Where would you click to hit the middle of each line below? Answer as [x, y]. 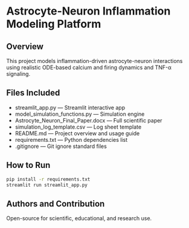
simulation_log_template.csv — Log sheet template [78, 127]
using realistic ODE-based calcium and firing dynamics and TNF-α [89, 67]
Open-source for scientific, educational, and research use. [79, 218]
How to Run [28, 165]
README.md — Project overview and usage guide [77, 133]
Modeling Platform [54, 24]
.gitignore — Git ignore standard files [61, 146]
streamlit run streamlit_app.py [47, 185]
